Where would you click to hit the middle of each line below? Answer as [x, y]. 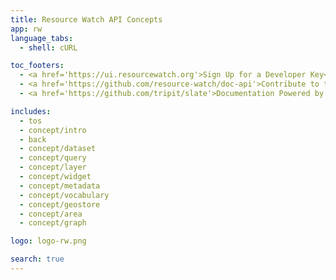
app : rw [26, 29]
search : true [37, 259]
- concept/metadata [60, 186]
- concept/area [51, 214]
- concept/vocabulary [64, 195]
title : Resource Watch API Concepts [86, 19]
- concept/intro [53, 130]
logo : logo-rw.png [48, 241]
